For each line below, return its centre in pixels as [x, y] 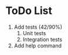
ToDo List [29, 11]
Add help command [38, 46]
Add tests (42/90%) [38, 27]
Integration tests [42, 39]
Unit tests [34, 33]
